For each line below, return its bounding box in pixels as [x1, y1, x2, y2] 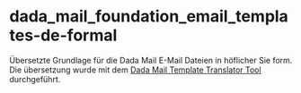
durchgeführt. [9, 73, 61, 84]
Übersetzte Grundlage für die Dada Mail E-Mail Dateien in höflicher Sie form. [9, 55, 293, 65]
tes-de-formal [9, 25, 118, 46]
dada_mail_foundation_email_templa [9, 6, 289, 27]
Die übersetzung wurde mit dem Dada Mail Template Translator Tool [9, 64, 262, 75]
